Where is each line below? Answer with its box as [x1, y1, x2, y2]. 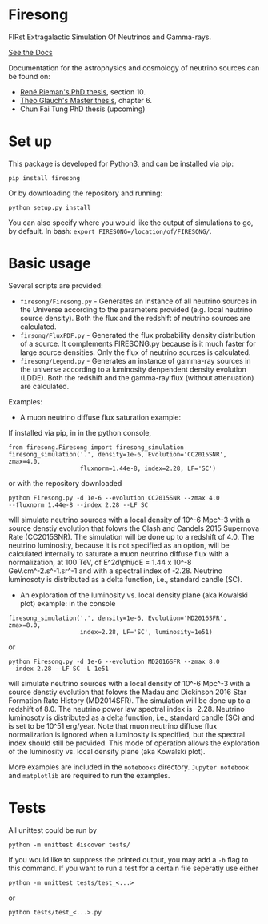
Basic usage [8, 255, 91, 273]
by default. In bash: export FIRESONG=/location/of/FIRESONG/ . [8, 226, 212, 235]
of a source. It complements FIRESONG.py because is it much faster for [19, 339, 256, 348]
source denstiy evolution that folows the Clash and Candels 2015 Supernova [8, 523, 260, 533]
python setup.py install [8, 203, 91, 211]
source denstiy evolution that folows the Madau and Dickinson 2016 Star [8, 687, 247, 697]
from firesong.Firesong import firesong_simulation [8, 443, 184, 452]
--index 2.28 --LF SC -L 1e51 [8, 665, 110, 673]
